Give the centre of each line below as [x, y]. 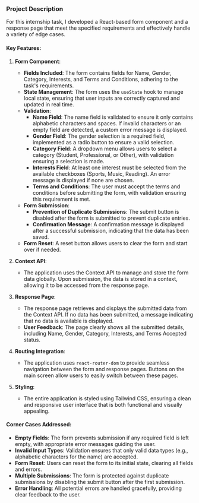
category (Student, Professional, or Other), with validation [103, 155]
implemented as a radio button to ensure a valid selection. [103, 142]
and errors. [29, 469]
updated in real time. [49, 104]
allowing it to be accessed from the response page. [86, 285]
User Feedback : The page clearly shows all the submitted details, [104, 327]
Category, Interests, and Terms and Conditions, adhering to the [101, 79]
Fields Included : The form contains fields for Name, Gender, [97, 72]
